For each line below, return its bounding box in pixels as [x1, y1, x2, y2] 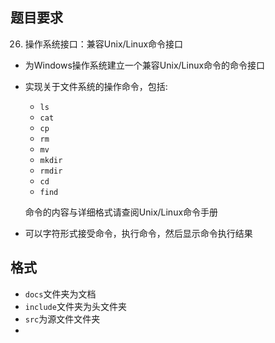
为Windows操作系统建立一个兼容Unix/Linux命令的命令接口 [24, 59, 266, 71]
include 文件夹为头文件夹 [24, 300, 127, 312]
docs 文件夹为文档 [24, 288, 97, 300]
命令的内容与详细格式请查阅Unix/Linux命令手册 [24, 206, 219, 218]
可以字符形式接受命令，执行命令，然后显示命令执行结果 [24, 227, 253, 239]
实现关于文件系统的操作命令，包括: [24, 80, 168, 92]
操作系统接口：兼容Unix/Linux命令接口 [24, 38, 184, 50]
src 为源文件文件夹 [24, 313, 101, 325]
